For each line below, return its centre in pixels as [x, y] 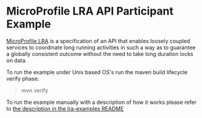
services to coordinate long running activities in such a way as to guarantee [101, 47]
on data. [17, 60]
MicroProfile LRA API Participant [90, 11]
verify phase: [23, 78]
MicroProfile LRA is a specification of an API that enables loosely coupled [98, 41]
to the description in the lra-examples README [65, 108]
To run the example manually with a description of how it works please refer [101, 102]
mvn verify [35, 90]
